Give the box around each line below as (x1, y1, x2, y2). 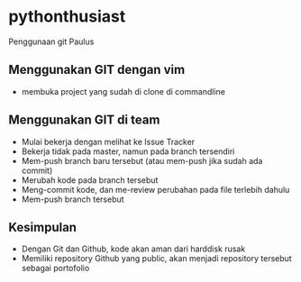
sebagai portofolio (21, 263, 90, 274)
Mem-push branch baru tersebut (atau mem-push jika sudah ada (21, 155, 263, 166)
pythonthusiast (8, 6, 126, 27)
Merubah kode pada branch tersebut (21, 174, 159, 186)
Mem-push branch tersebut (21, 194, 124, 205)
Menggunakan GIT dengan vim (8, 62, 186, 77)
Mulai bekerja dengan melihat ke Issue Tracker (21, 136, 196, 147)
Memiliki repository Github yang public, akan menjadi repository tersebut (21, 253, 292, 264)
